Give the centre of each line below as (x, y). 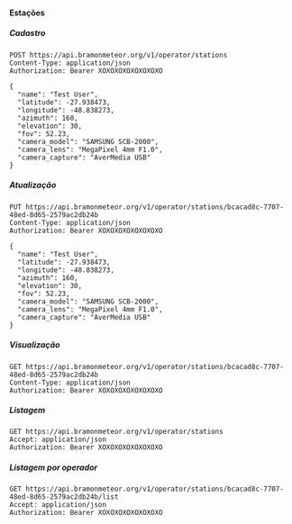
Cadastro (27, 33)
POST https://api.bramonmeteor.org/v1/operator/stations (119, 55)
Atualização (33, 185)
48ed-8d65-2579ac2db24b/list (64, 497)
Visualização (35, 345)
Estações (27, 13)
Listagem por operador (54, 467)
